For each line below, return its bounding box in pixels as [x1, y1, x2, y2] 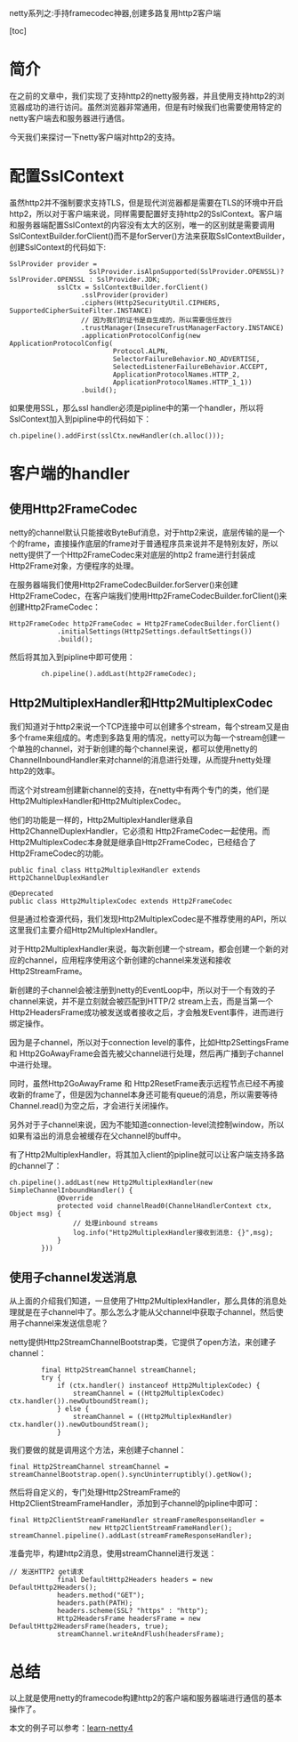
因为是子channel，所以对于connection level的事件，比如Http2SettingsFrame [9, 1036, 289, 1047]
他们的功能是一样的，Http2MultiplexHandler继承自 [9, 814, 194, 825]
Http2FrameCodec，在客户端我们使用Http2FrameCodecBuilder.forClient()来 [9, 590, 287, 601]
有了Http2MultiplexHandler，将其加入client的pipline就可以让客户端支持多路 [9, 1149, 285, 1159]
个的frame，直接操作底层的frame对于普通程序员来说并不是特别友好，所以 [9, 537, 278, 549]
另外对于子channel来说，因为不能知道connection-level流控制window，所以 [9, 1119, 285, 1130]
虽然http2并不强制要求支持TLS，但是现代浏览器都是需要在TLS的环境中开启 [9, 197, 284, 207]
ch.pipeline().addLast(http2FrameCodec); [41, 669, 197, 678]
